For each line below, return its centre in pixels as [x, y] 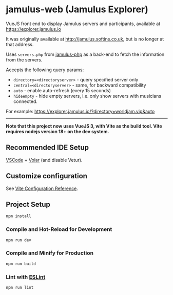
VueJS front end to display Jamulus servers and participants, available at [83, 24]
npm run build [21, 264]
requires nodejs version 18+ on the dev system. [57, 131]
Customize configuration [47, 176]
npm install [18, 216]
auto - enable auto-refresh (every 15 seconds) [62, 90]
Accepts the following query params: [45, 70]
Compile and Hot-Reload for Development [59, 229]
